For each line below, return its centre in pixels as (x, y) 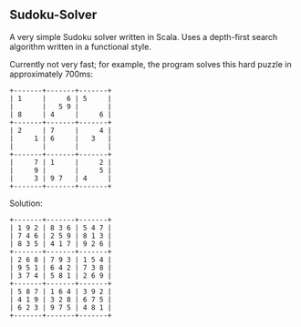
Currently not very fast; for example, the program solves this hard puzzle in (150, 64)
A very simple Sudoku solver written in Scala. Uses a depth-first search (144, 36)
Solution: (26, 203)
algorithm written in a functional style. (81, 46)
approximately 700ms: (52, 74)
